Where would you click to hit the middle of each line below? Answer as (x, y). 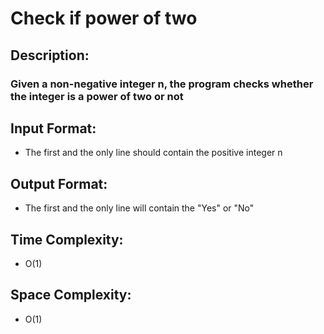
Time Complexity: (67, 239)
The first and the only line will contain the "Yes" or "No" (139, 208)
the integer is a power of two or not (97, 96)
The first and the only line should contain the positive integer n (153, 153)
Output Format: (59, 183)
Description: (50, 55)
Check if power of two (104, 18)
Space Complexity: (71, 295)
